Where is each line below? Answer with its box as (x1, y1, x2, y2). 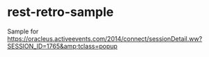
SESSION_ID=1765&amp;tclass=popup (7, 42, 118, 50)
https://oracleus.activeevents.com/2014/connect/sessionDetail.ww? (7, 34, 203, 42)
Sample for (7, 27, 39, 35)
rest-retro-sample (7, 4, 114, 20)
